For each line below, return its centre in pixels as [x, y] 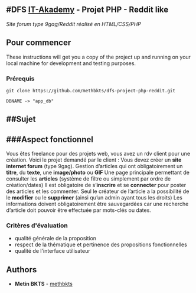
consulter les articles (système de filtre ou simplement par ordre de [89, 179]
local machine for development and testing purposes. [71, 63]
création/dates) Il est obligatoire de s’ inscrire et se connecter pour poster [96, 185]
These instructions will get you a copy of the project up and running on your [98, 57]
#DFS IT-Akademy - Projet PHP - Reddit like [87, 10]
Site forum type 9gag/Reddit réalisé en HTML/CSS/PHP [74, 24]
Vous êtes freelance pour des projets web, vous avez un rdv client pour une [98, 154]
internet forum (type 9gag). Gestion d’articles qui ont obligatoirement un [94, 166]
